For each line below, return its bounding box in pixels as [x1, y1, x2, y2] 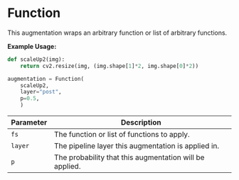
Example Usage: [7, 42, 57, 50]
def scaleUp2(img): [7, 55, 65, 63]
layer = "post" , [20, 89, 62, 96]
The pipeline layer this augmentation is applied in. [53, 141, 220, 151]
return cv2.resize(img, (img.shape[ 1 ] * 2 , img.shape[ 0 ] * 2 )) [20, 62, 199, 69]
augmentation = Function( [7, 75, 84, 82]
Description [120, 118, 161, 128]
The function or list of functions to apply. [53, 130, 190, 140]
